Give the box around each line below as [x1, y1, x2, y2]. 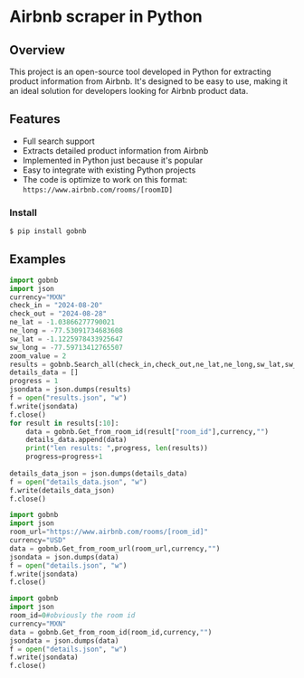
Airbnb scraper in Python [9, 6, 204, 27]
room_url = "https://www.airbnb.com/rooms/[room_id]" [9, 527, 208, 537]
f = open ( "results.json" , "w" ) [9, 393, 128, 403]
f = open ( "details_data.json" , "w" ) [9, 477, 147, 486]
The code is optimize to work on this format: [22, 174, 188, 184]
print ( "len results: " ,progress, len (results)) [25, 444, 208, 453]
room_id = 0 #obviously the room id [9, 611, 136, 620]
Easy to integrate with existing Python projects [22, 165, 196, 175]
